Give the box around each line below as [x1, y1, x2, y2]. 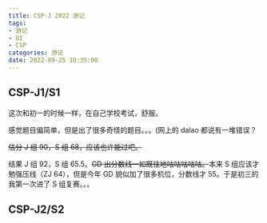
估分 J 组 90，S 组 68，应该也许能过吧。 [8, 141, 142, 152]
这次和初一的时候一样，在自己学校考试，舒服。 [8, 108, 162, 117]
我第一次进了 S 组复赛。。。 [8, 179, 94, 189]
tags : [8, 19, 26, 27]
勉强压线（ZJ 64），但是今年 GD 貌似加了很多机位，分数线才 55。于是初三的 [8, 169, 259, 178]
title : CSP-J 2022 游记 [8, 11, 86, 20]
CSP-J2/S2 [8, 203, 65, 217]
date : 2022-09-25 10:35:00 [8, 57, 98, 65]
